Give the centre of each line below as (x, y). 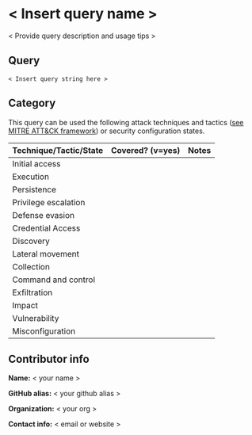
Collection (31, 266)
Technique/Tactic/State (58, 150)
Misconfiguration (44, 331)
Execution (31, 177)
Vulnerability (36, 318)
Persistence (34, 189)
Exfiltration (32, 292)
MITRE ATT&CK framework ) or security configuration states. (107, 131)
